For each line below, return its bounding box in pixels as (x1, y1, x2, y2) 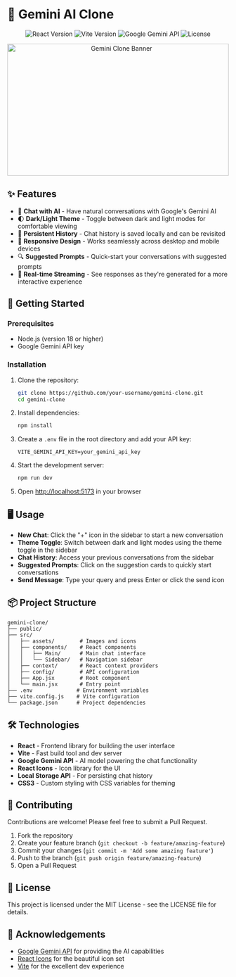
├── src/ (7, 631, 33, 638)
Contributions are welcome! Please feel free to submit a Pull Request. (7, 818, 208, 826)
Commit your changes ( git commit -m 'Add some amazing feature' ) (17, 846, 214, 855)
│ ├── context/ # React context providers (7, 662, 159, 669)
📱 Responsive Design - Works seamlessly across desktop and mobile (17, 237, 220, 245)
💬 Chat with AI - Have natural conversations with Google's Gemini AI (17, 207, 216, 215)
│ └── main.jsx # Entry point (7, 681, 121, 688)
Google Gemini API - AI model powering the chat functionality (17, 756, 197, 764)
